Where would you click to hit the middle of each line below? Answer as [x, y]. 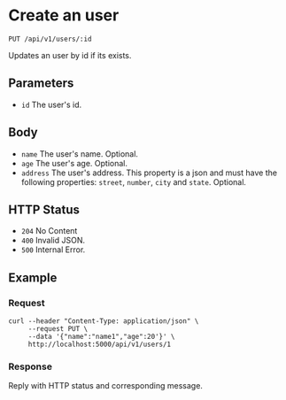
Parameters [41, 84]
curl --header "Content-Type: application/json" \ [104, 321]
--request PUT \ [58, 329]
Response [30, 366]
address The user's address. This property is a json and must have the [149, 173]
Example [33, 277]
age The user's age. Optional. [74, 163]
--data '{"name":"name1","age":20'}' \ [101, 337]
